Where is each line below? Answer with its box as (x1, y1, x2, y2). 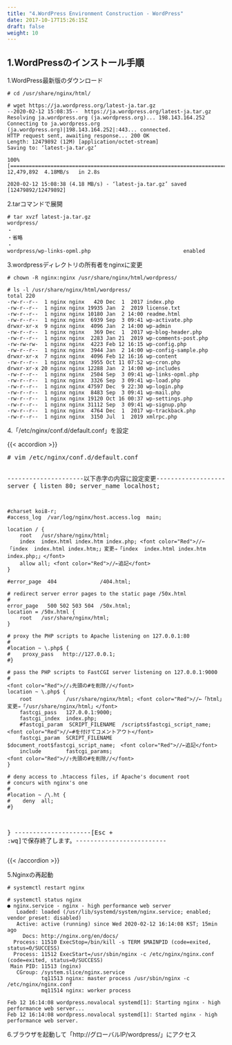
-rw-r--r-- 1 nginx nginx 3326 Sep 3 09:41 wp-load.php (7, 377, 181, 384)
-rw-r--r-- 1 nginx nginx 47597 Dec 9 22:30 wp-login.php (7, 383, 184, 390)
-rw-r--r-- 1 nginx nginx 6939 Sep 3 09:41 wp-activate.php (7, 317, 193, 324)
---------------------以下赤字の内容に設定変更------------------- (7, 474, 226, 483)
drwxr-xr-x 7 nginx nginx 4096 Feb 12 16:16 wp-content (7, 353, 177, 360)
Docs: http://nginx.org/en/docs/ (22, 933, 119, 940)
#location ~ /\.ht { (7, 792, 67, 798)
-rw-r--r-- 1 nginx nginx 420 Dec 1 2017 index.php (7, 298, 175, 306)
